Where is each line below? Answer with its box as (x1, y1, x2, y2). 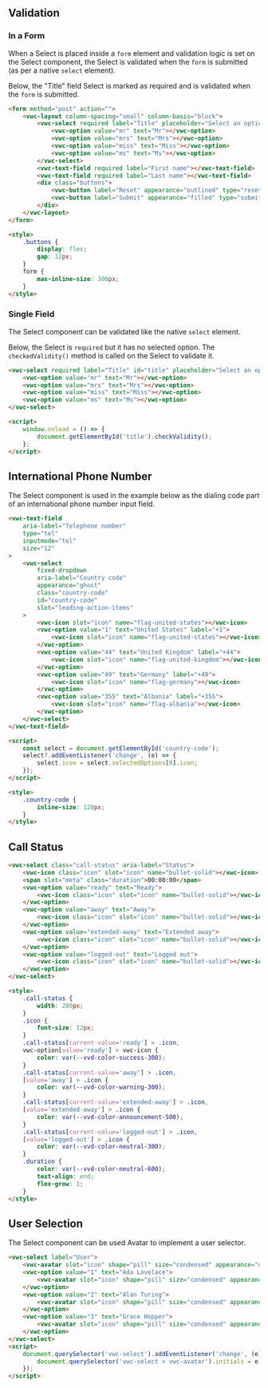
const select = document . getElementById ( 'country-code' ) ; (22, 744, 219, 753)
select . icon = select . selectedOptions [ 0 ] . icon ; (37, 759, 198, 767)
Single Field (8, 309, 55, 320)
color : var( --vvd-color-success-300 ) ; (37, 1054, 166, 1062)
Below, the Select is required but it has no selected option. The (8, 342, 215, 352)
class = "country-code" (37, 589, 109, 597)
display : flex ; (37, 245, 88, 254)
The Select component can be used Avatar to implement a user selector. (8, 1238, 246, 1248)
